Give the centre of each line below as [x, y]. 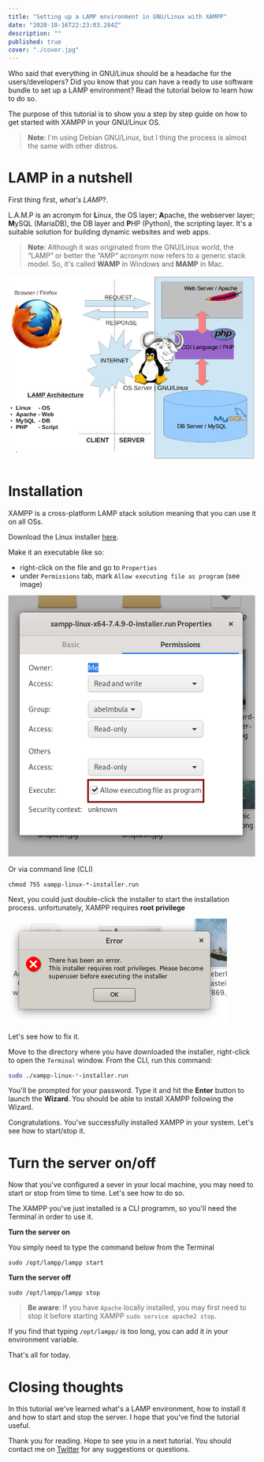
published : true [35, 42]
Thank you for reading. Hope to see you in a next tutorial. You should [120, 1441]
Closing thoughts [66, 1387]
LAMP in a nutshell [71, 178]
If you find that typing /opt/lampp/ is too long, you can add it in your [118, 1332]
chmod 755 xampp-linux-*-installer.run [74, 885]
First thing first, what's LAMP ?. [58, 200]
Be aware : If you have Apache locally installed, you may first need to [137, 1308]
